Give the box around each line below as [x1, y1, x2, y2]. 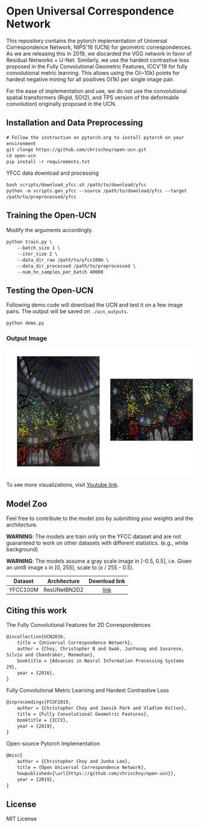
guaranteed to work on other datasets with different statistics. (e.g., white [6, 539, 188, 546]
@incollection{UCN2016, [6, 634, 66, 640]
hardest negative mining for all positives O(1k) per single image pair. [6, 76, 175, 83]
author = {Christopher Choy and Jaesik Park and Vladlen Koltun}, [17, 705, 187, 712]
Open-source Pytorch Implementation [6, 740, 100, 747]
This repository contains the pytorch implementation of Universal [6, 37, 167, 44]
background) [6, 546, 39, 553]
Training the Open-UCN [6, 210, 97, 221]
